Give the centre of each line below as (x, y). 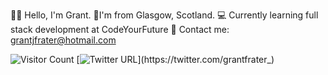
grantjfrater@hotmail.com (63, 40)
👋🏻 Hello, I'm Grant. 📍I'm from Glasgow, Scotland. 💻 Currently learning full (164, 15)
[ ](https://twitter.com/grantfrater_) (175, 59)
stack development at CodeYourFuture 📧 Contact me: (120, 29)
